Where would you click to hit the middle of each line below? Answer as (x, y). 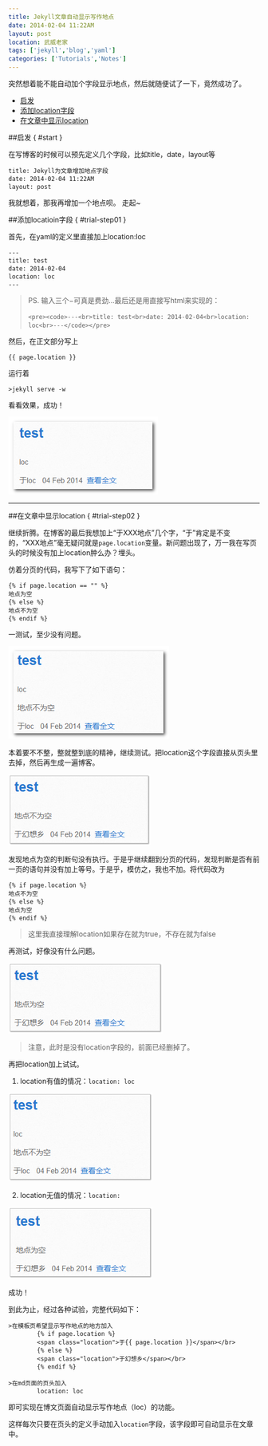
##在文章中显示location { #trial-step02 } (74, 516)
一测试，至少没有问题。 (47, 634)
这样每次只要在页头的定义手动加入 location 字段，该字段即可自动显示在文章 (131, 1424)
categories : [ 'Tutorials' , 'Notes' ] (67, 59)
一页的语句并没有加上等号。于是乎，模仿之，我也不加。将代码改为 (116, 869)
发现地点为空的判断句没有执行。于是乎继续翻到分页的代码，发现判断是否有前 (134, 859)
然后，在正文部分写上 (43, 341)
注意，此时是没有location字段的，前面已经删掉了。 (111, 1047)
